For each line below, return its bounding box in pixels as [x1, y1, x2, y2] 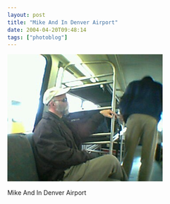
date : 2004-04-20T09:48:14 [7, 26, 87, 33]
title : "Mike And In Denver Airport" [7, 18, 119, 26]
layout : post [7, 11, 46, 18]
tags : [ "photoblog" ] [7, 34, 68, 41]
